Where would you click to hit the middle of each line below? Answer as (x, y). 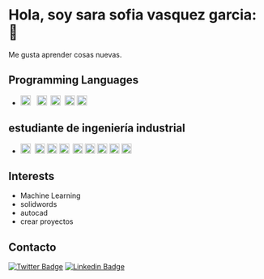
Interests (32, 176)
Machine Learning (50, 195)
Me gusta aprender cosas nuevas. (65, 54)
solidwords (38, 204)
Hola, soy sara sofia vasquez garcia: (133, 15)
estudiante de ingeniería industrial (97, 129)
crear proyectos (47, 221)
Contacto (32, 247)
